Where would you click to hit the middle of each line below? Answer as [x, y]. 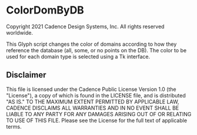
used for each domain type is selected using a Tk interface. [78, 56]
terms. [14, 126]
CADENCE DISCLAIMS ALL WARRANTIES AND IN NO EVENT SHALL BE [93, 108]
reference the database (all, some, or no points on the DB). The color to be [96, 50]
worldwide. [20, 32]
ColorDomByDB [45, 10]
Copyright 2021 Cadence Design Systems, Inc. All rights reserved [85, 26]
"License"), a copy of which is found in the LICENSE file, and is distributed [96, 95]
